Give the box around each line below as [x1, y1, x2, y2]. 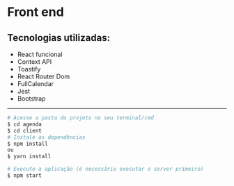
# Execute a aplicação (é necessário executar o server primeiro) [7, 166, 204, 173]
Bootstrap [17, 94, 46, 103]
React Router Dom [17, 72, 70, 81]
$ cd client [7, 127, 42, 134]
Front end [7, 4, 64, 20]
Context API [17, 58, 52, 66]
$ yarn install [7, 153, 52, 160]
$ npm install [7, 140, 49, 147]
